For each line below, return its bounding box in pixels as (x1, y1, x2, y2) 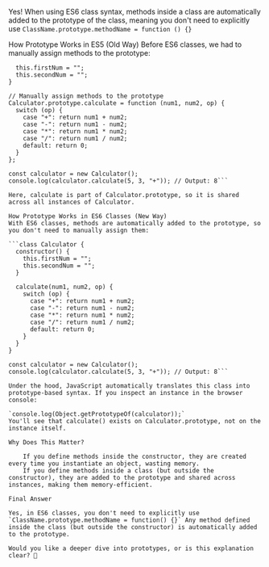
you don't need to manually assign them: (8, 226, 150, 234)
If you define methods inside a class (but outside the (23, 467, 215, 475)
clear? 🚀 (8, 552, 38, 560)
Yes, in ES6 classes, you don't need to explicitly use (8, 509, 200, 517)
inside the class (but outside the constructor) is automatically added (8, 523, 258, 531)
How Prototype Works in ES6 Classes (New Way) (8, 212, 168, 220)
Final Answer (8, 495, 52, 503)
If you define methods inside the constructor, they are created (23, 452, 247, 460)
